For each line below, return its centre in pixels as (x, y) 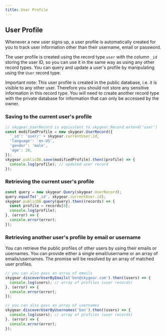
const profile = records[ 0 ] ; (40, 206)
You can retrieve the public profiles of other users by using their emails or (81, 248)
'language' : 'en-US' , (32, 141)
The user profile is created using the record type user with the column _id (81, 57)
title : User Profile (27, 10)
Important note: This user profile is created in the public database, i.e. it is (81, 82)
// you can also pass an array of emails (49, 273)
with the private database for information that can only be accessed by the (82, 98)
